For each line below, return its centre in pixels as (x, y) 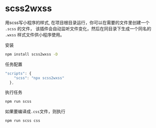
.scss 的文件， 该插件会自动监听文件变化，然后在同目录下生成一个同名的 (78, 28)
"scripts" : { (18, 73)
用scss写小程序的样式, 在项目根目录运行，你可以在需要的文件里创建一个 (78, 22)
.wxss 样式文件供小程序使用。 (35, 35)
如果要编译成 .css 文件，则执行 (35, 111)
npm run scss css (23, 121)
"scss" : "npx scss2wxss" (39, 78)
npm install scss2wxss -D (31, 54)
